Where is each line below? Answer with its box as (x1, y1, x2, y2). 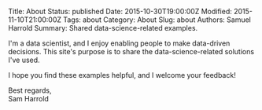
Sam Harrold (8, 94, 50, 103)
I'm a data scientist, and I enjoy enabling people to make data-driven (8, 38, 231, 48)
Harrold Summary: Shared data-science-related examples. (8, 24, 198, 32)
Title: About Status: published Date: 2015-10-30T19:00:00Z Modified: (8, 7, 232, 16)
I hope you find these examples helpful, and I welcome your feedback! (8, 71, 236, 79)
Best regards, (8, 86, 52, 95)
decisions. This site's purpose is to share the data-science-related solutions (8, 47, 254, 56)
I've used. (8, 55, 41, 64)
